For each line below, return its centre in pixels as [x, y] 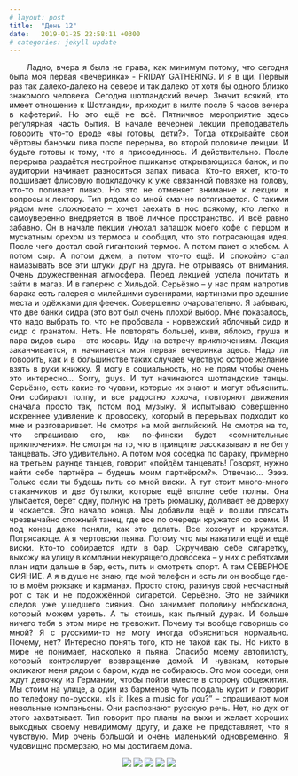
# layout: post [37, 17]
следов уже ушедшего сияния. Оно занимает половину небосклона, [149, 605]
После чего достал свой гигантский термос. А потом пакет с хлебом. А [149, 247]
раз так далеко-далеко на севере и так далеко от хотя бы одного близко [149, 86]
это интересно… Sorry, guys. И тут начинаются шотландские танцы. [149, 379]
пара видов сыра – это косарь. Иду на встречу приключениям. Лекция [149, 341]
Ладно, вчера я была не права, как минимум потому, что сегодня [157, 67]
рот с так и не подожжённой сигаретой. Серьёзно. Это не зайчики [149, 595]
